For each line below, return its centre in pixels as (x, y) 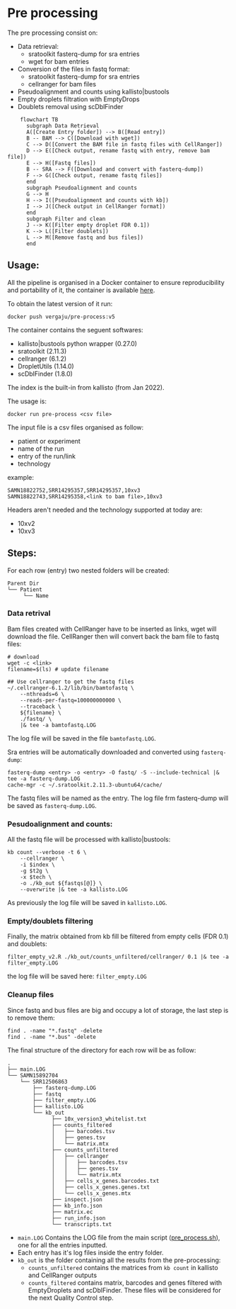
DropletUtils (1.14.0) (46, 366)
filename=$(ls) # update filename (58, 669)
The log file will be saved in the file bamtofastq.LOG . (82, 738)
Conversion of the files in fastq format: (73, 69)
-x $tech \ (36, 877)
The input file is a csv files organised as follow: (76, 427)
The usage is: (27, 401)
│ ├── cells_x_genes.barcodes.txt (106, 1181)
